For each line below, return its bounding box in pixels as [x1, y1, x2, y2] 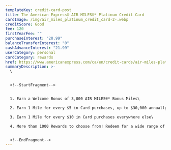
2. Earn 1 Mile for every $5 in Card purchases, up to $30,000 [10, 105, 147, 110]
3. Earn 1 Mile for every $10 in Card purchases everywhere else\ [10, 114, 154, 119]
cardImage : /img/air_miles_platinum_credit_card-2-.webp [5, 17, 129, 22]
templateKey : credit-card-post [5, 7, 72, 13]
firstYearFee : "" [5, 31, 42, 36]
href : [5, 59, 17, 65]
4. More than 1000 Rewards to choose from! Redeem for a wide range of [10, 124, 165, 129]
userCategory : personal [5, 50, 56, 55]
